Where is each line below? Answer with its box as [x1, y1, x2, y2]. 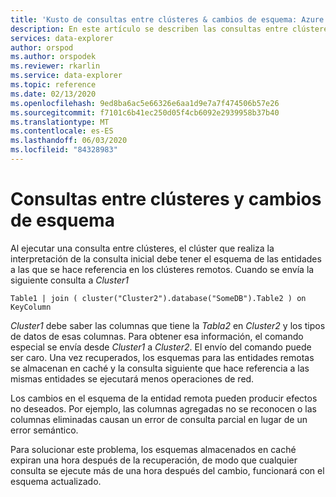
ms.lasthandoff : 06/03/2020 [10, 136, 128, 146]
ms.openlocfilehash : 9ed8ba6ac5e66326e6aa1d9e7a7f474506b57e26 [10, 98, 280, 108]
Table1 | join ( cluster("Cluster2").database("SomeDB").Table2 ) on [10, 293, 307, 303]
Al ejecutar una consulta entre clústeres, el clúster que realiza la [10, 242, 275, 254]
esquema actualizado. [10, 475, 102, 487]
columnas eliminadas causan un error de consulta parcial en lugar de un [10, 413, 308, 425]
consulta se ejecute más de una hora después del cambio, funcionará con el [10, 464, 325, 476]
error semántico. [10, 424, 79, 436]
